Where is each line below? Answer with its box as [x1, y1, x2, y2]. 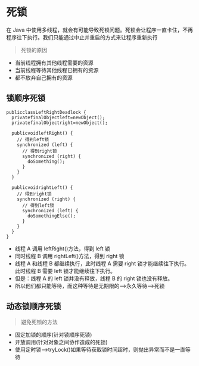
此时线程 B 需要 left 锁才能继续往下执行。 [14, 267, 116, 274]
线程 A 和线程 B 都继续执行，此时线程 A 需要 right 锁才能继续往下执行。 [14, 260, 190, 267]
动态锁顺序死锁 [6, 302, 61, 312]
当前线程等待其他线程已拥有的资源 [14, 66, 99, 73]
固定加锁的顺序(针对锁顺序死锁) [14, 331, 92, 338]
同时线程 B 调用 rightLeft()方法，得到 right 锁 [14, 252, 125, 259]
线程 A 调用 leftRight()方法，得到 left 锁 [14, 245, 110, 252]
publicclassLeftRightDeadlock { [6, 109, 86, 115]
